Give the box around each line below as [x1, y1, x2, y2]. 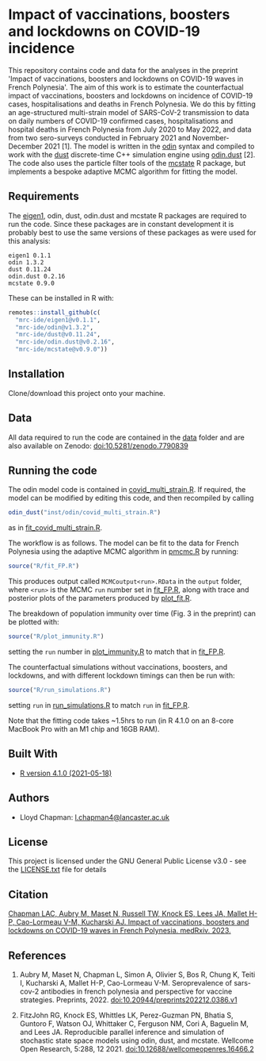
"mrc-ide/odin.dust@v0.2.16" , [15, 338, 115, 346]
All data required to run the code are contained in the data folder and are [8, 432, 245, 442]
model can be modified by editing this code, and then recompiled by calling [8, 494, 255, 503]
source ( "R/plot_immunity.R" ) [8, 632, 104, 640]
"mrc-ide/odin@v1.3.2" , [15, 323, 93, 331]
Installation [8, 367, 65, 381]
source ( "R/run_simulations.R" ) [8, 686, 112, 694]
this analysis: [8, 236, 51, 245]
